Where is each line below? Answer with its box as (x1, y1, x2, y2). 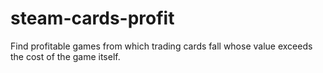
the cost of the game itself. (10, 50, 121, 62)
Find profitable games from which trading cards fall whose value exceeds (10, 40, 313, 52)
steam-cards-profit (10, 7, 175, 30)
